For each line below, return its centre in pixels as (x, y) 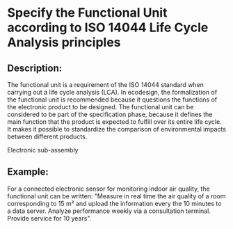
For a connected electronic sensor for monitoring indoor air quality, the (109, 189)
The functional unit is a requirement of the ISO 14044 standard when (105, 85)
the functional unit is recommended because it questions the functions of (112, 100)
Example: (28, 172)
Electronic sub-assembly (43, 150)
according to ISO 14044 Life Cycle (108, 27)
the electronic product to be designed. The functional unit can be (101, 107)
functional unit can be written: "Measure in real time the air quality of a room (116, 196)
